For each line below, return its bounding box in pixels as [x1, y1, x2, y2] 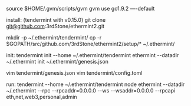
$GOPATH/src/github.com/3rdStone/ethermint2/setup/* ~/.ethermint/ [6, 41, 175, 47]
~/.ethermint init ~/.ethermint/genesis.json [6, 58, 109, 65]
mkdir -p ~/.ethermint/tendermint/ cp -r [6, 34, 102, 41]
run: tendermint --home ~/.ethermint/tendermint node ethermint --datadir [6, 81, 185, 88]
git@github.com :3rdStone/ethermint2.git [6, 23, 105, 29]
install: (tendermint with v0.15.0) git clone [6, 16, 106, 23]
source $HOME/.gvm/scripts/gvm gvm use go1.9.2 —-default [6, 5, 155, 12]
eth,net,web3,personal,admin [6, 94, 78, 100]
